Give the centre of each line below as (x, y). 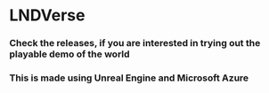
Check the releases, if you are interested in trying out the (135, 43)
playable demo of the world (70, 54)
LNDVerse (47, 15)
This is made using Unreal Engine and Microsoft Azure (129, 78)
